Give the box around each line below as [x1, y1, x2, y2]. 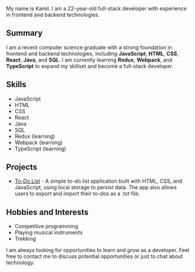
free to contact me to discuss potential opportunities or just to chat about [6, 253, 183, 260]
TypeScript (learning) [14, 145, 66, 152]
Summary [6, 28, 43, 38]
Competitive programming [14, 223, 78, 230]
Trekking [14, 235, 36, 243]
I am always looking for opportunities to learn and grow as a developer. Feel [6, 247, 190, 254]
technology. [6, 259, 35, 266]
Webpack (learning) [14, 139, 63, 146]
